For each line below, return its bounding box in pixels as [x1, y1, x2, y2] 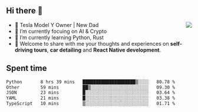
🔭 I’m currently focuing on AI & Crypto [14, 28, 107, 35]
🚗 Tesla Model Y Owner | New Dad [14, 21, 99, 28]
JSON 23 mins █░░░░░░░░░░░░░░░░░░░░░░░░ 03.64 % [6, 90, 176, 96]
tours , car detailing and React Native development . [34, 46, 161, 53]
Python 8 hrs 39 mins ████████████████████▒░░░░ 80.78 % [6, 79, 176, 85]
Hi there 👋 [6, 6, 43, 16]
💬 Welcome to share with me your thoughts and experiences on [14, 40, 169, 47]
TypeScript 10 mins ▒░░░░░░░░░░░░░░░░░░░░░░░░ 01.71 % [6, 101, 176, 107]
